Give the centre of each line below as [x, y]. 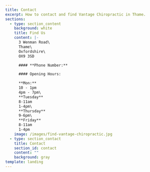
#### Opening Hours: [40, 74]
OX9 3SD [26, 56]
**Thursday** [32, 111]
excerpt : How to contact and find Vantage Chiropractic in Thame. [75, 14]
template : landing [24, 162]
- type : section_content [35, 24]
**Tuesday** [31, 97]
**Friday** [30, 120]
